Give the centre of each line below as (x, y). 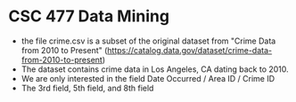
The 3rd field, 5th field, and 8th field (87, 88)
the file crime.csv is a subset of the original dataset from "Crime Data (148, 41)
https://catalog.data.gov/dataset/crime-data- (190, 50)
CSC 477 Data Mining (89, 16)
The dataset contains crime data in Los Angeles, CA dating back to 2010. (155, 69)
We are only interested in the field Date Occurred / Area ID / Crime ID (148, 78)
